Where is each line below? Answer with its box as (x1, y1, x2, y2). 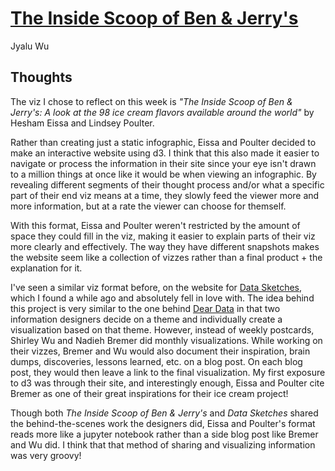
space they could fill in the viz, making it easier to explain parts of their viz (10, 230, 316, 242)
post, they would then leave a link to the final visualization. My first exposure (10, 366, 326, 378)
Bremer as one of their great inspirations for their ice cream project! (10, 387, 289, 399)
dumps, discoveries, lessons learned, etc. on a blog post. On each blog (10, 355, 303, 367)
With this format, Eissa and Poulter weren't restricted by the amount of (10, 219, 301, 231)
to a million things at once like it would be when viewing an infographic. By (10, 168, 317, 180)
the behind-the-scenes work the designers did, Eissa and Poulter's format (10, 417, 316, 429)
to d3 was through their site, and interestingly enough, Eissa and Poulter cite (10, 377, 325, 389)
